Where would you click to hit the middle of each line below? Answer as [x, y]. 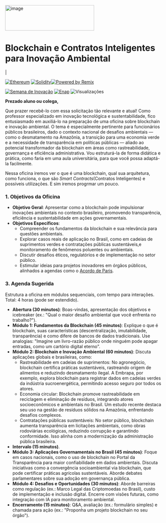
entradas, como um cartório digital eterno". [56, 346]
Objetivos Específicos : [36, 224]
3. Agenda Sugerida [29, 284]
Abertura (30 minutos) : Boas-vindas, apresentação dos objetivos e [82, 309]
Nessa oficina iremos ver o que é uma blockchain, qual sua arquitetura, [78, 173]
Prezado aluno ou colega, [32, 101]
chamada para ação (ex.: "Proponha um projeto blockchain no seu [80, 510]
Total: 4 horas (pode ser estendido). [42, 299]
